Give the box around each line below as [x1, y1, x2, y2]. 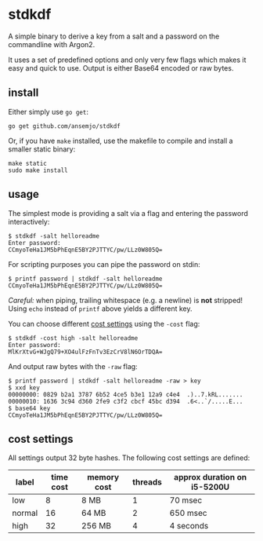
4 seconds [169, 521, 209, 532]
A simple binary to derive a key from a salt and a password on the [8, 31, 220, 41]
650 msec [169, 508, 207, 519]
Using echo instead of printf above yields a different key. [8, 304, 193, 313]
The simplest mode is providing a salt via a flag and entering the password [8, 208, 249, 217]
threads [132, 477, 163, 488]
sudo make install [8, 166, 68, 174]
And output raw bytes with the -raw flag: [8, 361, 139, 371]
